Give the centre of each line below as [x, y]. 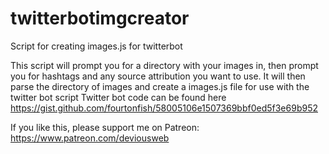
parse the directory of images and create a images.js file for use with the [160, 86]
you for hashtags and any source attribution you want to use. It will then [158, 76]
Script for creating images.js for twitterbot [96, 46]
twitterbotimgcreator [100, 18]
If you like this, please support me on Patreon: [105, 127]
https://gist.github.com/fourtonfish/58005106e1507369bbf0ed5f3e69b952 [164, 108]
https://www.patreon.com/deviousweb [90, 138]
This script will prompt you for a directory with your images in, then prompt [164, 65]
